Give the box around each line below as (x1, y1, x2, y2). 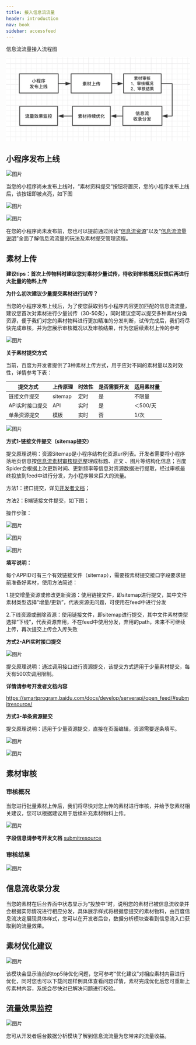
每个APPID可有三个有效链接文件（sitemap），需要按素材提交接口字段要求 (6, 572, 181, 579)
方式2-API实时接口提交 (6, 638, 61, 645)
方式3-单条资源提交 (6, 713, 53, 720)
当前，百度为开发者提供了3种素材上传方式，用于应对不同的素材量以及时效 (6, 362, 183, 369)
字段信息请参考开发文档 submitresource (6, 834, 101, 841)
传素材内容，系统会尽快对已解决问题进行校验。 (6, 985, 118, 992)
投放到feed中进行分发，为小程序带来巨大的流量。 (10, 472, 129, 479)
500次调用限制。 (16, 671, 57, 677)
